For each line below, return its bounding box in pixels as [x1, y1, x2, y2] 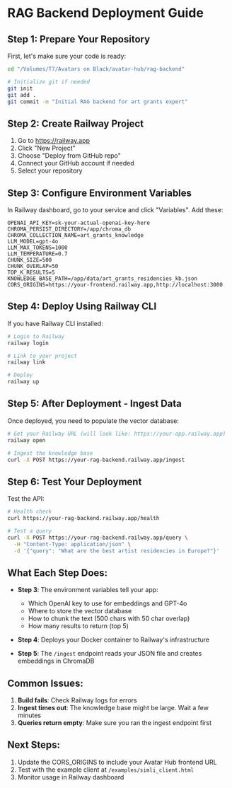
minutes [17, 711, 41, 719]
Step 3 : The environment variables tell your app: [17, 586, 158, 594]
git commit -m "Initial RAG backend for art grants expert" [7, 98, 189, 105]
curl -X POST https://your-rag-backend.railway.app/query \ [7, 534, 189, 541]
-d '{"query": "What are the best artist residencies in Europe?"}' [13, 547, 220, 555]
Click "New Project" [17, 144, 76, 153]
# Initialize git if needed [7, 78, 91, 86]
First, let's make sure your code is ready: [7, 52, 126, 60]
